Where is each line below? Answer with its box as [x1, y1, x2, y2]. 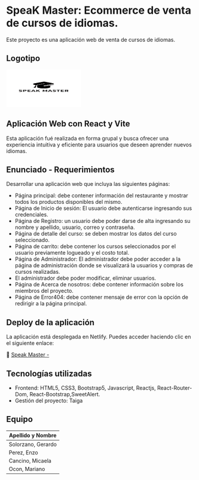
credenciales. [14, 211, 49, 218]
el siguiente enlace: [6, 340, 54, 347]
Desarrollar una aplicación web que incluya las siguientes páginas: [6, 181, 170, 188]
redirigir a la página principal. [14, 300, 87, 307]
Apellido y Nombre [8, 432, 57, 439]
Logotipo [6, 53, 41, 63]
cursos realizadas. [14, 268, 60, 276]
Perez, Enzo [8, 449, 38, 456]
